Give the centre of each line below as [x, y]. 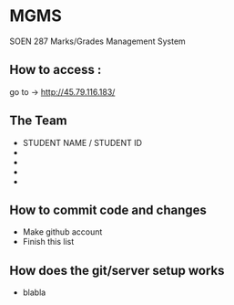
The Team [39, 121]
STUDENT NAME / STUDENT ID [82, 142]
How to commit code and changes [108, 210]
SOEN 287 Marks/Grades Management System [98, 41]
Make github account [62, 232]
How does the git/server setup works [117, 270]
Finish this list [48, 242]
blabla [34, 292]
